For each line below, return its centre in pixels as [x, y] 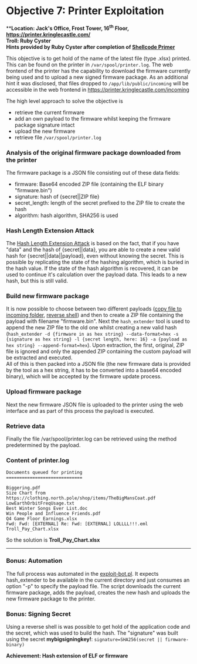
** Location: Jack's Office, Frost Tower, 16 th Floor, [67, 28]
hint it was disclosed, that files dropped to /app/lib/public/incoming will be [97, 83]
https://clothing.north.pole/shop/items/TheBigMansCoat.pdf [81, 498]
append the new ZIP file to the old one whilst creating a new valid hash [91, 328]
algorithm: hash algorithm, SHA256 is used [66, 215]
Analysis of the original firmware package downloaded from [94, 152]
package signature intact [45, 125]
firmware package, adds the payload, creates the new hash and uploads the [98, 592]
